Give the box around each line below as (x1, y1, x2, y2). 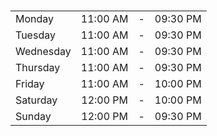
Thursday (15, 60, 61, 74)
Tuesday (15, 28, 56, 42)
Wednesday (15, 44, 72, 58)
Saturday (15, 93, 58, 107)
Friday (15, 76, 45, 90)
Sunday (15, 109, 52, 123)
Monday (15, 11, 55, 25)
